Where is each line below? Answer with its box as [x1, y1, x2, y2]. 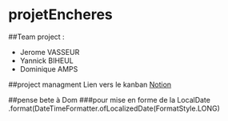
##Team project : [8, 32, 66, 41]
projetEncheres [8, 6, 114, 24]
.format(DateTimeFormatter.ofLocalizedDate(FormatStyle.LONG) [8, 103, 220, 113]
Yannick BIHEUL [19, 56, 74, 65]
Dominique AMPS [19, 64, 78, 73]
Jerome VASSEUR [19, 47, 80, 57]
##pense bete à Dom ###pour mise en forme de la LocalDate [8, 95, 210, 104]
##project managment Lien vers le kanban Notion [8, 80, 172, 89]
